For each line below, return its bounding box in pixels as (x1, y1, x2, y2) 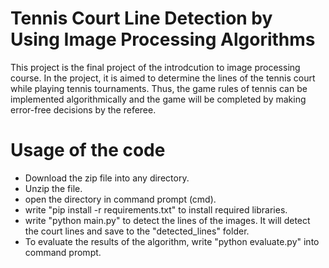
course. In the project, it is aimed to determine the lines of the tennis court (10, 72, 316, 84)
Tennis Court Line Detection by (10, 7, 273, 30)
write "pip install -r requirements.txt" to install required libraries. (24, 203, 288, 216)
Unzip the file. (24, 182, 83, 194)
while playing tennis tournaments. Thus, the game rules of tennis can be (10, 82, 308, 94)
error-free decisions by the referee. (10, 103, 157, 116)
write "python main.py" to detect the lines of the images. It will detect (24, 214, 311, 226)
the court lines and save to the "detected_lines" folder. (24, 225, 250, 237)
